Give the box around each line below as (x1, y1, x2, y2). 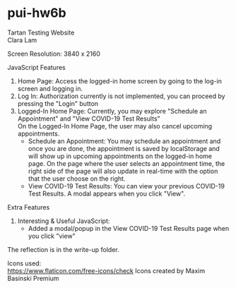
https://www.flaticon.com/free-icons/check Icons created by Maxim (7, 266, 206, 275)
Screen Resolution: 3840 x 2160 (7, 49, 101, 58)
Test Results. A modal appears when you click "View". (28, 189, 186, 198)
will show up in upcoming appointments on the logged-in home (28, 152, 212, 160)
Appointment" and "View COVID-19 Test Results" (17, 114, 160, 123)
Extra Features (7, 203, 50, 211)
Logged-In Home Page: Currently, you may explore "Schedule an (17, 107, 207, 115)
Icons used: (7, 259, 42, 268)
